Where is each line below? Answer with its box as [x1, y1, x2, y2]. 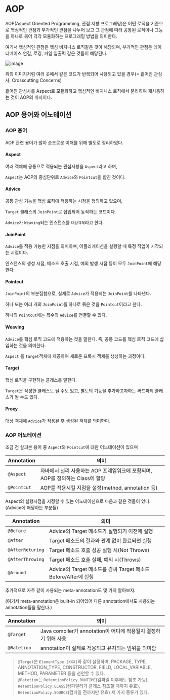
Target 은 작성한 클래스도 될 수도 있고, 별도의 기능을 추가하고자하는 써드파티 [5, 387, 154, 393]
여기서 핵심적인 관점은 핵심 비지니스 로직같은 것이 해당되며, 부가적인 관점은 [5, 44, 153, 50]
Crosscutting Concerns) [12, 77, 62, 83]
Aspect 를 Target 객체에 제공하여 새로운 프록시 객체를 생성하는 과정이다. [5, 353, 146, 359]
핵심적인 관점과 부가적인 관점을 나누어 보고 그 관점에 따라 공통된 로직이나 [10, 26, 154, 33]
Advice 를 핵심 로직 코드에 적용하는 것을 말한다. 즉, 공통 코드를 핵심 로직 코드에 [5, 336, 159, 342]
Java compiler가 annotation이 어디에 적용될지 [40, 628, 145, 635]
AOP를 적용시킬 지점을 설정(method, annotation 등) [40, 485, 158, 492]
